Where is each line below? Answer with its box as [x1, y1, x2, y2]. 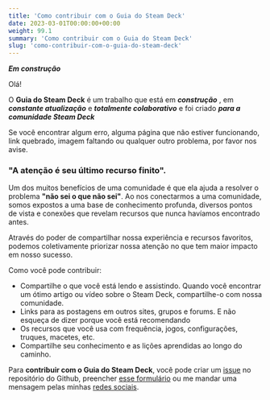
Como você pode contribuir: [8, 266, 102, 275]
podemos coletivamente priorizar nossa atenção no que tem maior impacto [8, 241, 258, 251]
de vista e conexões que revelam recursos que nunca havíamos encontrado [8, 208, 260, 218]
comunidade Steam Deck [8, 112, 95, 122]
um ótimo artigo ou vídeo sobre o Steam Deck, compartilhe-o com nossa [19, 290, 263, 299]
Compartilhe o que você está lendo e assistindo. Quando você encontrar [19, 281, 262, 291]
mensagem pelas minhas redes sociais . [8, 382, 139, 392]
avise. [8, 145, 28, 155]
